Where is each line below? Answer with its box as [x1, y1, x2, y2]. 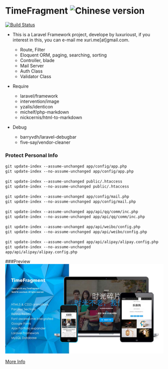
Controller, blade [20, 57, 55, 63]
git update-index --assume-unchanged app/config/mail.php [5, 194, 129, 199]
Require [12, 83, 29, 89]
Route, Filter [20, 46, 45, 52]
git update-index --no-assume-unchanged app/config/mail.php [5, 199, 136, 204]
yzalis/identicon [20, 103, 53, 109]
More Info [5, 358, 26, 364]
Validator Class [20, 73, 51, 79]
